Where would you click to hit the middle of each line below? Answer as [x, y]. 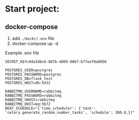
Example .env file [22, 53]
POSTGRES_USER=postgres [29, 70]
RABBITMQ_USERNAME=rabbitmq [33, 91]
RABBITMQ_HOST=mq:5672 [28, 104]
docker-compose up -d [35, 44]
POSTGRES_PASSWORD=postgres [33, 75]
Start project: [32, 9]
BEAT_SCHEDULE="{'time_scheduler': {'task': [50, 108]
